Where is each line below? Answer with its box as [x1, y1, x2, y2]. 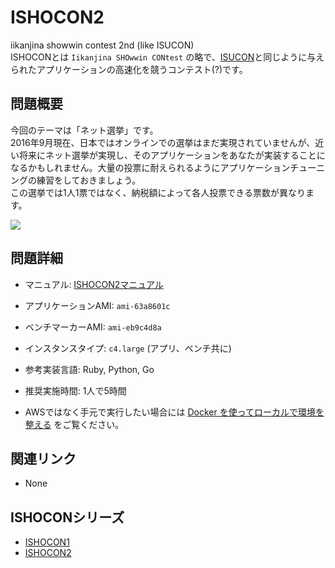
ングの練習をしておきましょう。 [10, 174, 142, 186]
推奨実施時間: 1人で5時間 [24, 384, 127, 396]
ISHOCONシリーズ [10, 509, 125, 526]
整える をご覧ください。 [24, 418, 125, 430]
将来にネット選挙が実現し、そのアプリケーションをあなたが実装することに [18, 149, 326, 161]
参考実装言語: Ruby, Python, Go [24, 363, 155, 375]
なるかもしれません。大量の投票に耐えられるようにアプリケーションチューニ [10, 161, 326, 173]
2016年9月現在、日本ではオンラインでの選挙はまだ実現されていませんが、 [10, 136, 316, 148]
